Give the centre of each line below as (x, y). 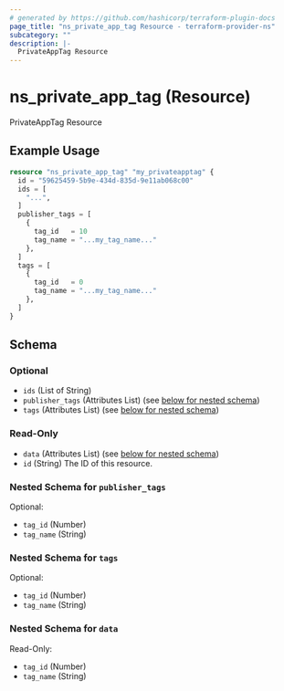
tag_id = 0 (58, 283)
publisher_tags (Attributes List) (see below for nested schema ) (141, 400)
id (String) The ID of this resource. (88, 463)
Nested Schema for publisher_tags (88, 487)
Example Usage (55, 151)
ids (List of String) (57, 391)
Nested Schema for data (64, 629)
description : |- (40, 43)
